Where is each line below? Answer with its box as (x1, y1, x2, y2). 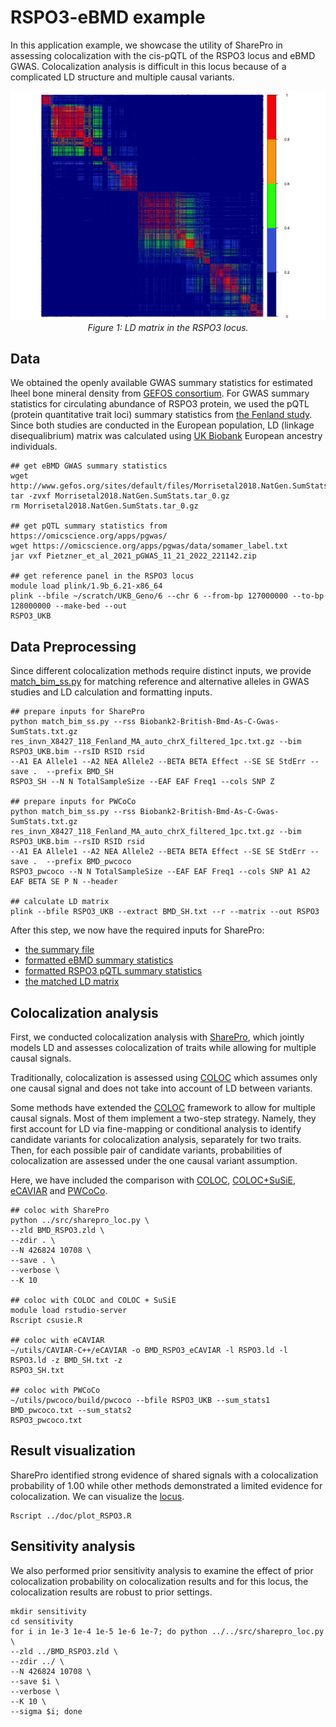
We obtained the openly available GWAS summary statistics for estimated (10, 377, 313, 389)
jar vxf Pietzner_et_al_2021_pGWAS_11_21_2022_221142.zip (10, 551, 257, 561)
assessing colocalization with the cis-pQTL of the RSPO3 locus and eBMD (10, 49, 316, 61)
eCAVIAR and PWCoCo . (10, 1185, 108, 1197)
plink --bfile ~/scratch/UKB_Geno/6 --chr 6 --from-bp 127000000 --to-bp (10, 591, 325, 601)
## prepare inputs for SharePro (10, 707, 145, 717)
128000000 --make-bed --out (10, 601, 128, 611)
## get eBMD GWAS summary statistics (10, 461, 168, 471)
